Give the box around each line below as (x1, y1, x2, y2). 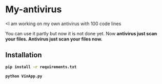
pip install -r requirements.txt (5, 64, 77, 70)
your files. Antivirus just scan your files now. (5, 36, 103, 42)
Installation (5, 51, 42, 59)
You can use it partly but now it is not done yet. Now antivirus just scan (5, 30, 157, 36)
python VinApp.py (5, 73, 43, 79)
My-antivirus (5, 4, 62, 15)
